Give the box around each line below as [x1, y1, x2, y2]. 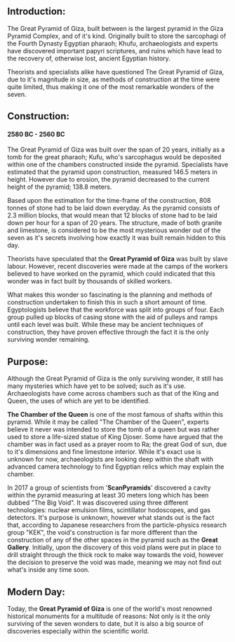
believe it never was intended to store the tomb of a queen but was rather [7, 425, 220, 434]
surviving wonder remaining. [7, 335, 90, 344]
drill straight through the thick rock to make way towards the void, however [7, 551, 224, 559]
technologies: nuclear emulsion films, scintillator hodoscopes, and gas [7, 506, 210, 514]
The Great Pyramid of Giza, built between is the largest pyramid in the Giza [7, 24, 224, 32]
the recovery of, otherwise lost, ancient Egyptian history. [7, 54, 170, 62]
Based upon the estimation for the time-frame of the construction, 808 [7, 196, 211, 205]
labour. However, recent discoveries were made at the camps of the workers [7, 262, 228, 271]
